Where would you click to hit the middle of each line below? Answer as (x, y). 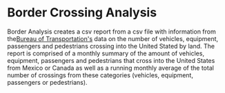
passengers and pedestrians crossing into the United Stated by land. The (111, 46)
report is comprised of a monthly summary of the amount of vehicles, (106, 53)
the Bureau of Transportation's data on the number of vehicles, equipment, (113, 38)
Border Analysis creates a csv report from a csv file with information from (111, 31)
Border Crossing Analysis (82, 13)
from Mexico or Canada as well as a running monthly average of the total (110, 68)
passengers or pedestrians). (47, 82)
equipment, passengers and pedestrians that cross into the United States (111, 60)
